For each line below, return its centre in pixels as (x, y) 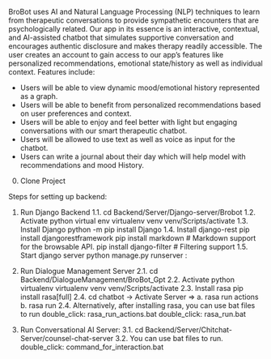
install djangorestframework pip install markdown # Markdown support (138, 238)
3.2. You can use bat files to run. (169, 338)
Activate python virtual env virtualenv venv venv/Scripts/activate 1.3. (134, 221)
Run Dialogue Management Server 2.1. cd (89, 271)
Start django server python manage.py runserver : (104, 255)
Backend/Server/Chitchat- (189, 330)
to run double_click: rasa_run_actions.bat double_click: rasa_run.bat (133, 314)
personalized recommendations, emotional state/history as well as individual (135, 63)
